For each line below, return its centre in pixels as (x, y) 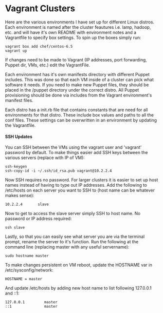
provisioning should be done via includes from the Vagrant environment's (79, 95)
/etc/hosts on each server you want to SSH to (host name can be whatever (80, 190)
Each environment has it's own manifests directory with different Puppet (77, 74)
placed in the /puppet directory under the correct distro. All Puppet (72, 90)
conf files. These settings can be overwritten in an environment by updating (81, 120)
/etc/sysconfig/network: (29, 270)
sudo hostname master (27, 256)
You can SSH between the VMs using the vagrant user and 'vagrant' (73, 147)
